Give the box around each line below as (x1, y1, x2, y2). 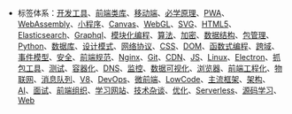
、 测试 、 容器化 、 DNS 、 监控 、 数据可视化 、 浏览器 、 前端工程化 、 (41, 63, 275, 73)
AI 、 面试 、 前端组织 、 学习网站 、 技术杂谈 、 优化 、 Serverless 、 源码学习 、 (17, 85, 281, 95)
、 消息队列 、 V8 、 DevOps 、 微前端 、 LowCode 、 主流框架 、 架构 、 (33, 74, 271, 84)
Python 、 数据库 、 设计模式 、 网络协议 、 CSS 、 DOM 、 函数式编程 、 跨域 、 (17, 41, 280, 51)
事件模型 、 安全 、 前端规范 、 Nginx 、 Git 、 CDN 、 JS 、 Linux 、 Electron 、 (17, 52, 273, 62)
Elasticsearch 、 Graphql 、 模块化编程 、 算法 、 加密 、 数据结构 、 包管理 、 (17, 30, 274, 40)
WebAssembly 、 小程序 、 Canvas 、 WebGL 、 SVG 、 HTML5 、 (17, 19, 237, 29)
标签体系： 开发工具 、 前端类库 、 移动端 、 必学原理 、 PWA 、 (17, 8, 230, 18)
